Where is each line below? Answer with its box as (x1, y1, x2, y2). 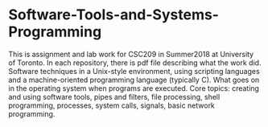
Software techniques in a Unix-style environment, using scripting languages (8, 66, 260, 76)
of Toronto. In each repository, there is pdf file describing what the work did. (8, 58, 262, 68)
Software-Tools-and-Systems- (8, 6, 220, 24)
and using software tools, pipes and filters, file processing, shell (8, 92, 221, 101)
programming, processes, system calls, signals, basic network (8, 100, 216, 110)
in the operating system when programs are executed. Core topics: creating (8, 83, 260, 93)
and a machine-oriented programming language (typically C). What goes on (8, 75, 260, 84)
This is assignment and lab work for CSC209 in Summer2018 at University (8, 49, 254, 59)
